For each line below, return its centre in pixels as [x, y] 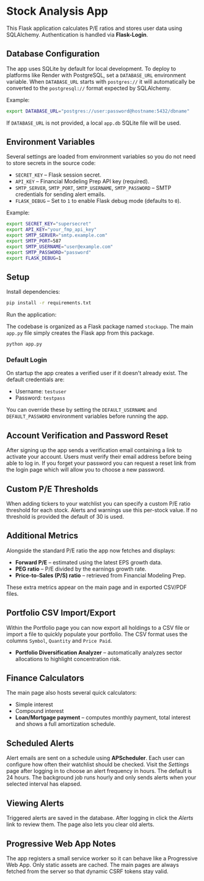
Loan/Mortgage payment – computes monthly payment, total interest [103, 718]
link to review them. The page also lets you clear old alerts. [80, 824]
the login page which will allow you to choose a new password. [86, 470]
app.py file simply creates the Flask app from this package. [80, 333]
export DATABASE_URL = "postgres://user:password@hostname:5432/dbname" [98, 111]
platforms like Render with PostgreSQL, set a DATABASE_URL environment [96, 75]
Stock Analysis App [57, 11]
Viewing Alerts [35, 803]
